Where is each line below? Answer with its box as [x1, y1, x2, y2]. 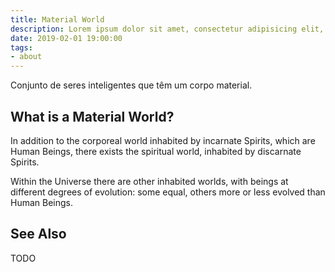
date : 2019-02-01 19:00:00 [10, 33, 123, 43]
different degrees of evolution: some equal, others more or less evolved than [10, 186, 326, 198]
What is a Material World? [10, 108, 175, 125]
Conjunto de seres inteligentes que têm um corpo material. [10, 79, 253, 91]
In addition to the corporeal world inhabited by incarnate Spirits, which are [10, 134, 316, 146]
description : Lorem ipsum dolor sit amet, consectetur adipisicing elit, [10, 24, 325, 34]
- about [10, 52, 43, 62]
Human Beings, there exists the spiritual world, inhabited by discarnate [10, 145, 302, 157]
